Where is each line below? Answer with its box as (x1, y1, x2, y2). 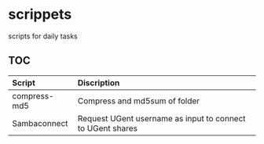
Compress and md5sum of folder (77, 95, 200, 106)
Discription (77, 77, 120, 88)
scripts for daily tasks (8, 31, 78, 41)
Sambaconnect (12, 117, 68, 128)
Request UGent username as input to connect (77, 113, 246, 124)
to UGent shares (77, 123, 137, 134)
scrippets (8, 5, 72, 23)
